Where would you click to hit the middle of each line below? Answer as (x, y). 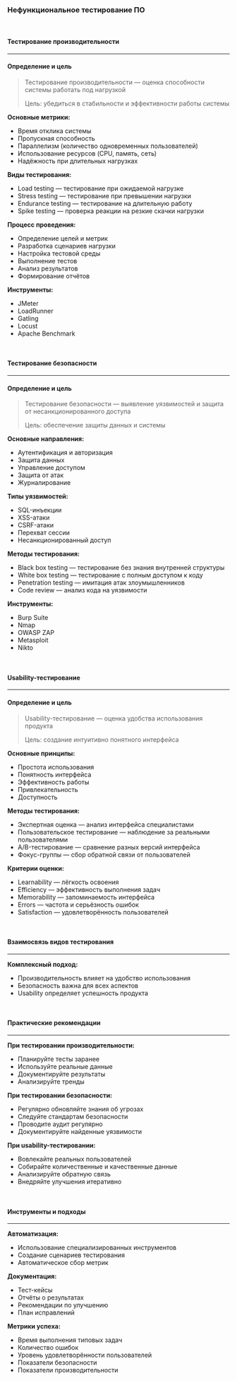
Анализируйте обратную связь (64, 1174)
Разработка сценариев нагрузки (67, 246)
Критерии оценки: (36, 868)
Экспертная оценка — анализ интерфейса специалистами (105, 824)
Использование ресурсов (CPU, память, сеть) (87, 153)
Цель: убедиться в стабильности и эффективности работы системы (127, 103)
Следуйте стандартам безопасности (73, 1116)
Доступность (37, 797)
